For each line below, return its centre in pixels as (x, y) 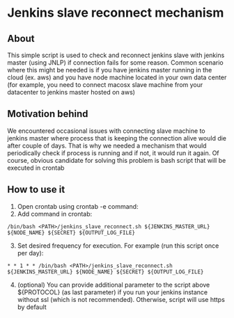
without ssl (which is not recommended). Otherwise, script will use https (121, 299)
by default (32, 307)
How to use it (36, 190)
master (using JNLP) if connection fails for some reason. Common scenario (116, 63)
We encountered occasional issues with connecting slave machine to (106, 131)
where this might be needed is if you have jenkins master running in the (110, 70)
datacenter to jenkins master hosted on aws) (71, 92)
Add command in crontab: (55, 214)
